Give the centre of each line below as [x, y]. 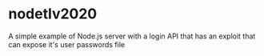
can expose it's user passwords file [67, 44]
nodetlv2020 [53, 14]
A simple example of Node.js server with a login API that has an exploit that [132, 36]
